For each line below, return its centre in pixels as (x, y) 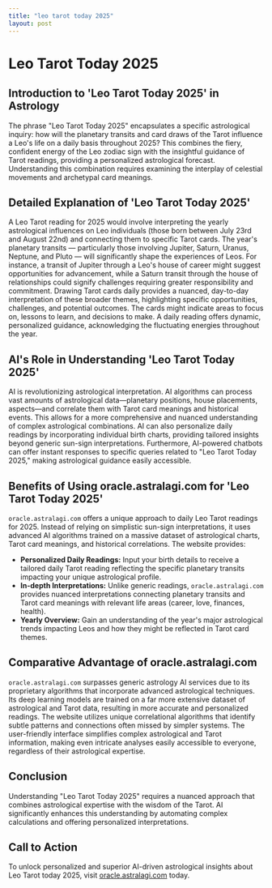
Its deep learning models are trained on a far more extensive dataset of (127, 699)
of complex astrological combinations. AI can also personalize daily (121, 426)
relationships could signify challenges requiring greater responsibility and (131, 282)
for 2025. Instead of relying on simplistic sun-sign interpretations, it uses (130, 527)
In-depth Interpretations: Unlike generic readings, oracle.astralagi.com (142, 585)
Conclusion (38, 777)
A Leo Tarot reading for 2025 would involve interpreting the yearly (119, 222)
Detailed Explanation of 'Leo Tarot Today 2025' (130, 202)
